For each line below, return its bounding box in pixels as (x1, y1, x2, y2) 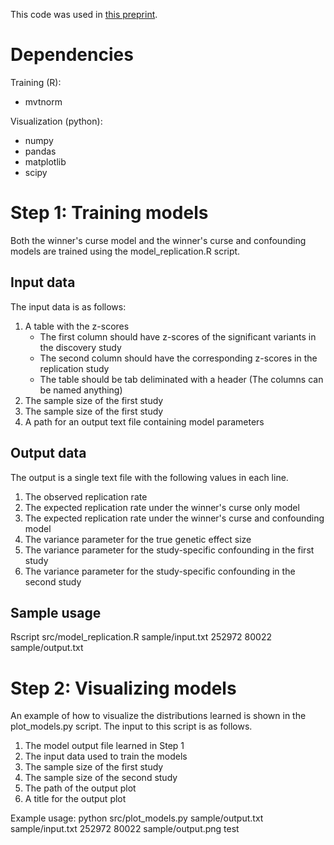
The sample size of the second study (24, 772, 178, 784)
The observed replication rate (24, 490, 148, 503)
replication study (39, 362, 110, 374)
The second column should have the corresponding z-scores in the (39, 352, 318, 364)
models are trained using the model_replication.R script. (10, 245, 241, 257)
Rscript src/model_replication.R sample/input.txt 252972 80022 (10, 631, 272, 643)
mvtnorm (24, 95, 63, 108)
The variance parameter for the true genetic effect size (24, 533, 252, 545)
